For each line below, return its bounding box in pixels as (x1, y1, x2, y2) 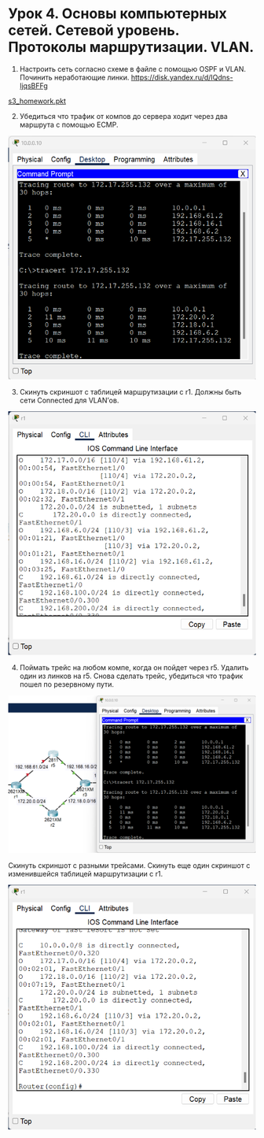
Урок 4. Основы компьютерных (8, 5, 227, 23)
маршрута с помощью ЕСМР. (19, 120, 119, 129)
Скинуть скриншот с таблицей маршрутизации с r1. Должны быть (19, 387, 242, 397)
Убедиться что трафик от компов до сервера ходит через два (19, 111, 228, 120)
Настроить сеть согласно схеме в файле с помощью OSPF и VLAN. (19, 64, 246, 73)
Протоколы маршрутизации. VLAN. (8, 39, 255, 56)
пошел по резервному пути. (19, 679, 115, 689)
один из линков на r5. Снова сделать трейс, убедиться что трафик (19, 671, 244, 680)
